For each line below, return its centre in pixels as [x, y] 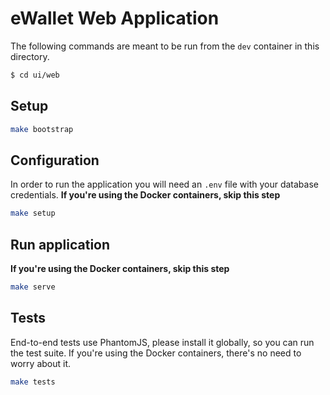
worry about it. [41, 363]
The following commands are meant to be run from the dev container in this [165, 46]
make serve [33, 287]
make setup [33, 213]
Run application [60, 244]
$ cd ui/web [35, 75]
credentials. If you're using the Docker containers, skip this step [145, 195]
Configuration [55, 160]
